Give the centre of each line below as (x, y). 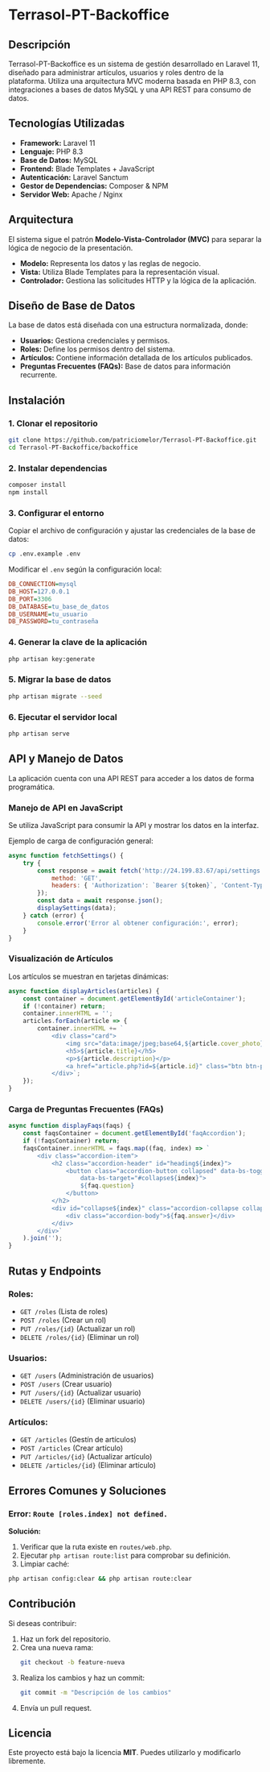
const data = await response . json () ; (100, 901)
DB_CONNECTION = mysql (43, 584)
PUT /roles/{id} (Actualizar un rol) (78, 1329)
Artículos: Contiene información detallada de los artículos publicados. (136, 358)
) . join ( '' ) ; (43, 1238)
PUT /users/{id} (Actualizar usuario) (81, 1393)
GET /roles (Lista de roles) (64, 1311)
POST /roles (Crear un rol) (63, 1320)
